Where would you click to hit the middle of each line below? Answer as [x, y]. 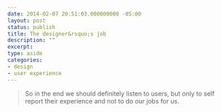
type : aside [25, 54]
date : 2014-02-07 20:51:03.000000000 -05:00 [74, 14]
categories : [25, 60]
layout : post [27, 21]
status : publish [31, 27]
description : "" [31, 40]
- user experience [35, 73]
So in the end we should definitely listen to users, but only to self [120, 94]
